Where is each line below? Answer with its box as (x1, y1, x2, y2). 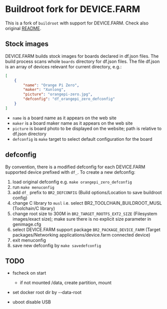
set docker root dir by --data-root (12, 290, 81, 296)
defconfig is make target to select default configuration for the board (12, 136, 152, 142)
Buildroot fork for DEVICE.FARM (5, 3, 140, 15)
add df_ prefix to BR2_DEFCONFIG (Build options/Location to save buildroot (12, 189, 162, 195)
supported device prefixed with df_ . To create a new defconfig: (5, 169, 135, 175)
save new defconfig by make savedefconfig (12, 242, 101, 248)
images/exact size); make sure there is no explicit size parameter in (12, 216, 151, 222)
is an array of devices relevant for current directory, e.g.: (5, 63, 122, 69)
